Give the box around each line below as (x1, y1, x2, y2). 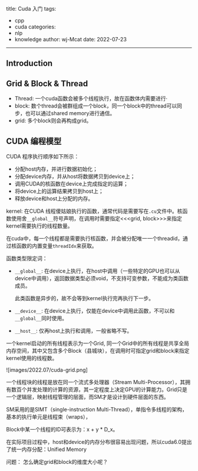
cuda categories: (14, 23, 56, 30)
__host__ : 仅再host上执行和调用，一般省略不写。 (14, 327, 133, 334)
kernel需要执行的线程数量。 (6, 222, 73, 229)
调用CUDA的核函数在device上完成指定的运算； (14, 180, 128, 187)
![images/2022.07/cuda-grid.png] (6, 366, 88, 373)
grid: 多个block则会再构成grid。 (14, 117, 92, 124)
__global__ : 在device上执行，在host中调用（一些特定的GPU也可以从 (14, 268, 180, 275)
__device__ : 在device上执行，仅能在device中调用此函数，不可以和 (14, 307, 175, 314)
